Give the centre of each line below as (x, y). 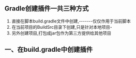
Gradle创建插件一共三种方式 (47, 9)
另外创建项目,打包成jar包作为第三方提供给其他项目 (61, 33)
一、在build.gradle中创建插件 (49, 50)
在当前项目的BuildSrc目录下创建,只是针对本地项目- (62, 27)
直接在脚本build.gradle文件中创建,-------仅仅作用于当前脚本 (71, 21)
